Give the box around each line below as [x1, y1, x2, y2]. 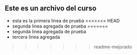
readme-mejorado [94, 43, 132, 50]
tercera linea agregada [12, 34, 60, 40]
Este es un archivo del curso [5, 4, 97, 13]
